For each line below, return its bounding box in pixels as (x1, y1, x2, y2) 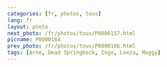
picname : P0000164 (7, 36, 61, 43)
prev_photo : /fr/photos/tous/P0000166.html (7, 43, 136, 50)
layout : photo (7, 23, 49, 30)
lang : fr (7, 17, 33, 24)
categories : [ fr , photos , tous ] (7, 10, 101, 17)
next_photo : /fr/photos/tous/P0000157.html (7, 29, 136, 37)
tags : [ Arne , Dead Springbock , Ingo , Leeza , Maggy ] (7, 50, 161, 57)
